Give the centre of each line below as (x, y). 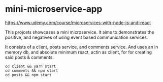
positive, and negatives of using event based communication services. (77, 37)
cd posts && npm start (28, 75)
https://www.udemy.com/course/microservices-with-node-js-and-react (78, 23)
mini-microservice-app (54, 9)
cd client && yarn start (31, 66)
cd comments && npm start (32, 70)
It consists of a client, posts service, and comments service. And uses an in (82, 47)
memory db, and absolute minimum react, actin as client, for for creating (79, 52)
